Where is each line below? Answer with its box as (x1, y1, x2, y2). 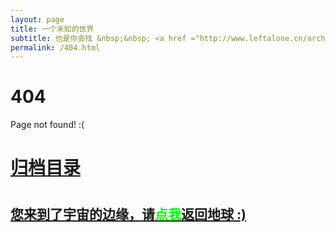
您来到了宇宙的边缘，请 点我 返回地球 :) (10, 206, 247, 223)
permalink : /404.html (10, 42, 101, 53)
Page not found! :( (10, 119, 85, 131)
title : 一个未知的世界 (10, 24, 95, 34)
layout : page (10, 14, 65, 25)
